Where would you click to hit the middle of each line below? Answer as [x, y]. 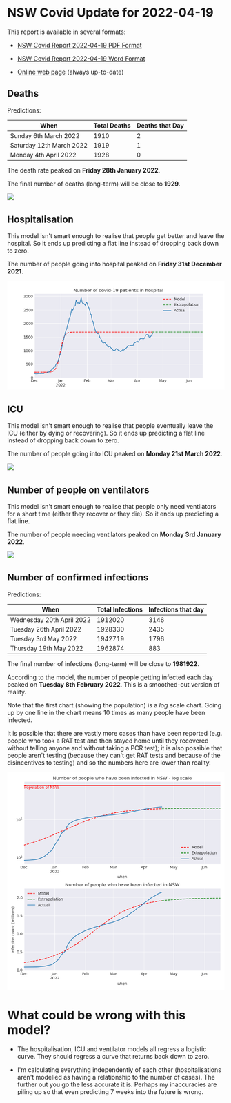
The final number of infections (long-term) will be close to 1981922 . [103, 663]
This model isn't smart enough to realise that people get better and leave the [116, 236]
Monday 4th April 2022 [43, 155]
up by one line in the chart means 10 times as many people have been [106, 712]
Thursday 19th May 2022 [47, 648]
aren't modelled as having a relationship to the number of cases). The [116, 1077]
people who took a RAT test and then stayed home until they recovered [108, 741]
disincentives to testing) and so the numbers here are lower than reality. [109, 762]
